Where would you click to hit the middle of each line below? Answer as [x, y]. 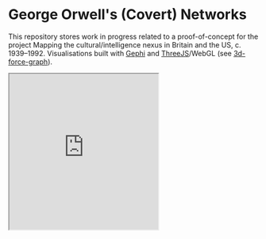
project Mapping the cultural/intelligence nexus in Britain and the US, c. [125, 44]
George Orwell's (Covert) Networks [128, 15]
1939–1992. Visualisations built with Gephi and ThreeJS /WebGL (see [120, 53]
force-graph [28, 62]
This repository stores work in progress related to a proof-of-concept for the [133, 36]
